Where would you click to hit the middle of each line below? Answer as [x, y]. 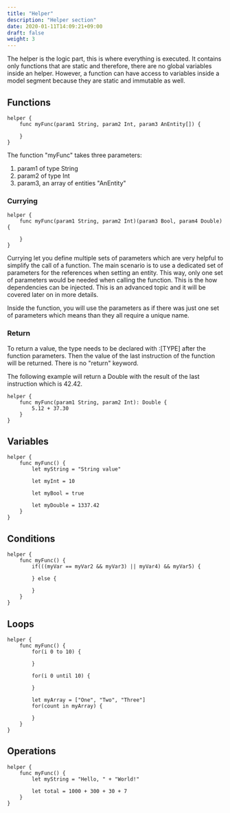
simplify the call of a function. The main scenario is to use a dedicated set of [115, 265]
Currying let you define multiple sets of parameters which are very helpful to [115, 258]
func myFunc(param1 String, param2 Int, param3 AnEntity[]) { [110, 124]
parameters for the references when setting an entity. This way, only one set [115, 273]
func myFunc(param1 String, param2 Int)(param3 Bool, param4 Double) [121, 221]
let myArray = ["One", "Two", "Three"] [89, 700]
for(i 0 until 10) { [61, 676]
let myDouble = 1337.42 [66, 506]
